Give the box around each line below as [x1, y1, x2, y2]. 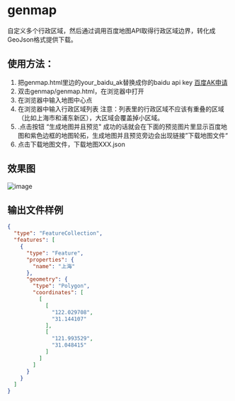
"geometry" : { [25, 276, 69, 283]
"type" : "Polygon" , [33, 282, 91, 290]
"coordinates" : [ [33, 289, 84, 296]
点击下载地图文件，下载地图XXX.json [17, 140, 125, 149]
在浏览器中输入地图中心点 [17, 95, 93, 104]
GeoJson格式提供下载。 [7, 35, 78, 44]
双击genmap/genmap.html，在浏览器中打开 [17, 87, 144, 95]
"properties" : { [25, 256, 74, 263]
